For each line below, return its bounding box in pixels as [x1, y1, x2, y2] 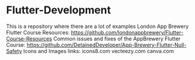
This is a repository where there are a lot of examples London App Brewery [6, 23, 189, 30]
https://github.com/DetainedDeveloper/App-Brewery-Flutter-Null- [26, 41, 187, 48]
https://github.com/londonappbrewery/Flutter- [70, 29, 184, 36]
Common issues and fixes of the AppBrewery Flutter [53, 35, 181, 42]
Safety [6, 47, 22, 54]
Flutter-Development [6, 3, 111, 17]
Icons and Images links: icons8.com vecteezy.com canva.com [23, 47, 174, 54]
